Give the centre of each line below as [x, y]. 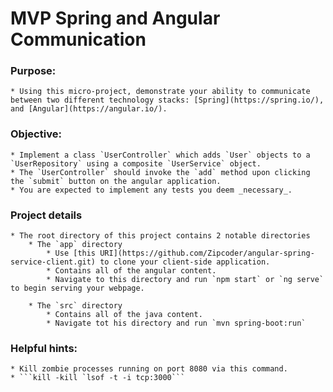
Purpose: [33, 71]
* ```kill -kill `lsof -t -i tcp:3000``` [98, 378]
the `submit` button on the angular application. [116, 181]
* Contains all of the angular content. [131, 271]
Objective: [36, 134]
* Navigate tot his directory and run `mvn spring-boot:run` [176, 323]
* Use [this [71, 253]
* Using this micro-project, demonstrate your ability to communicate [160, 92]
